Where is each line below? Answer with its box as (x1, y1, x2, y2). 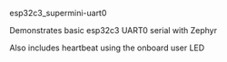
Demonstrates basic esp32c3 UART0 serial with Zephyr (9, 25, 218, 35)
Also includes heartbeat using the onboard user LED (9, 42, 205, 53)
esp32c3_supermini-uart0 (9, 8, 107, 18)
